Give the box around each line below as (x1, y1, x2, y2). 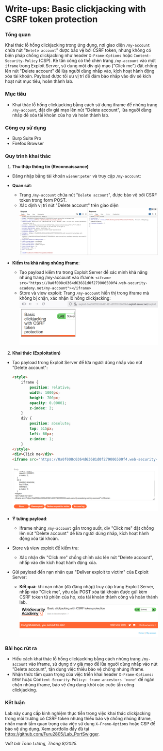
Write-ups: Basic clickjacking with (5, 3, 147, 15)
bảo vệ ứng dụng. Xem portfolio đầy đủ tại (5, 726, 89, 732)
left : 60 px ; (30, 431, 54, 436)
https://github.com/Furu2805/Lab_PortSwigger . (5, 731, 100, 737)
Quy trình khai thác (5, 153, 51, 159)
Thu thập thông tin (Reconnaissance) (12, 164, 89, 170)
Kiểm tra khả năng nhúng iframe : (12, 260, 80, 266)
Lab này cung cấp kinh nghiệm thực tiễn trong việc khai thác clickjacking (5, 710, 151, 716)
